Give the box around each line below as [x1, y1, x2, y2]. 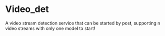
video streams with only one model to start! [5, 25, 95, 31]
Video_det [5, 3, 49, 15]
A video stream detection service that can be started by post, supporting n [5, 20, 160, 26]
